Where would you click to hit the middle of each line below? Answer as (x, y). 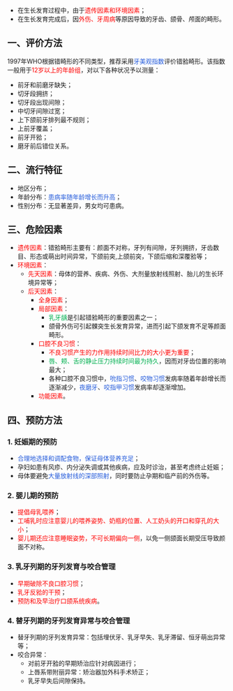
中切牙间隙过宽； (42, 111)
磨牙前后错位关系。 (45, 146)
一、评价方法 (35, 43)
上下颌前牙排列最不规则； (54, 119)
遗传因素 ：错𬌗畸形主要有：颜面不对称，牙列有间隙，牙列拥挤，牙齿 (115, 248)
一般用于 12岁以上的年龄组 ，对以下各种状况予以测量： (84, 70)
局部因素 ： (54, 309)
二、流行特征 (35, 170)
